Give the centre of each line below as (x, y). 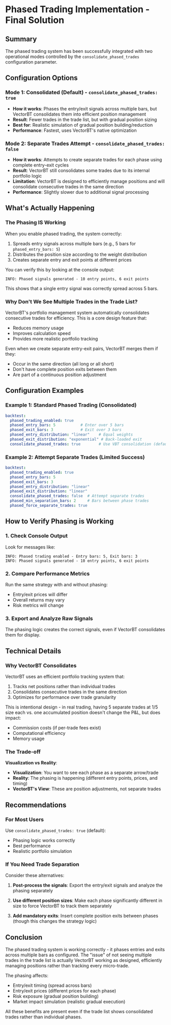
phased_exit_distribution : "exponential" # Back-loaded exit (76, 439)
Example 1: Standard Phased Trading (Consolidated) (71, 405)
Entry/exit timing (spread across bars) (52, 985)
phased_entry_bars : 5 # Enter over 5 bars (67, 425)
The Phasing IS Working (36, 222)
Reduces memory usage (38, 328)
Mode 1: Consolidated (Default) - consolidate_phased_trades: (82, 93)
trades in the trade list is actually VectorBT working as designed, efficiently (84, 960)
